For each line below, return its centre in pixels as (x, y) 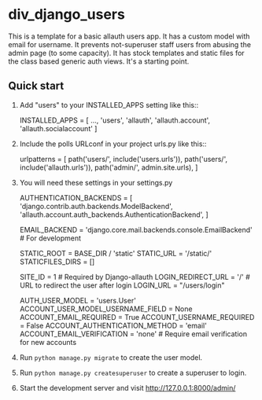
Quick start (36, 86)
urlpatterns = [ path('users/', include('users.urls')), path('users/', (124, 159)
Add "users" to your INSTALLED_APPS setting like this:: (109, 105)
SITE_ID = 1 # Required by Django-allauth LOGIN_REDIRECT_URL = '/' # (135, 277)
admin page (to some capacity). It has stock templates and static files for (127, 53)
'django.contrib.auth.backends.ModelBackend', (96, 206)
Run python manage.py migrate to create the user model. (111, 357)
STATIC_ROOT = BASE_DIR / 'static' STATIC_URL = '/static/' (116, 253)
